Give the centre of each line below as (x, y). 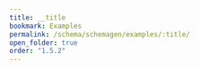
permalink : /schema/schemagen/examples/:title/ (100, 34)
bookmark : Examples (46, 26)
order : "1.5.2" (38, 51)
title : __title (38, 17)
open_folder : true (43, 43)
